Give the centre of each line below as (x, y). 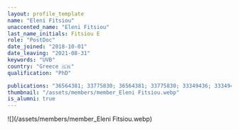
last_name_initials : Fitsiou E (54, 34)
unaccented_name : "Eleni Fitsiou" (59, 27)
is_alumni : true (31, 99)
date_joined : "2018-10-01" (47, 47)
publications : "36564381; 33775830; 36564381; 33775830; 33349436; (110, 85)
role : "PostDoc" (31, 40)
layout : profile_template (46, 14)
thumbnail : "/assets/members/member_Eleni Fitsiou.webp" (94, 93)
